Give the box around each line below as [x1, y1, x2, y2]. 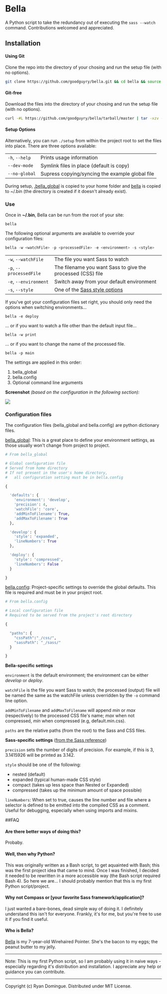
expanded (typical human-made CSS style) [12, 777, 101, 783]
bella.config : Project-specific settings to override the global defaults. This [5, 584, 156, 590]
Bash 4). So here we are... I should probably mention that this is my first [5, 878, 152, 884]
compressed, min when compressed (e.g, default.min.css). [5, 718, 126, 724]
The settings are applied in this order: [5, 359, 82, 365]
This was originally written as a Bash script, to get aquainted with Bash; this [5, 862, 160, 868]
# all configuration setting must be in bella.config [5, 475, 123, 480]
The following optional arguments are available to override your [5, 230, 135, 236]
